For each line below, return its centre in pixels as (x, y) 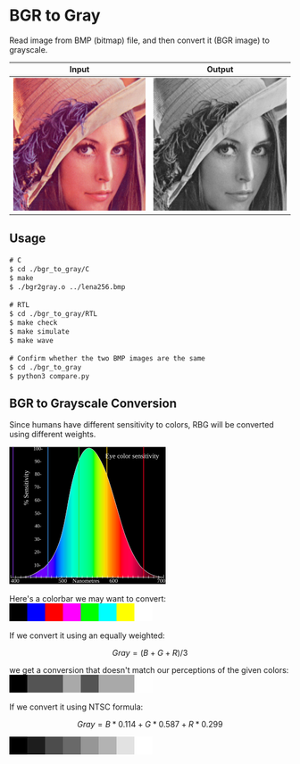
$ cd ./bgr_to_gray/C (50, 269)
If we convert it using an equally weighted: (87, 635)
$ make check (33, 322)
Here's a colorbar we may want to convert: (88, 599)
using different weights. (53, 435)
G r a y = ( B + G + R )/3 (150, 653)
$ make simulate (39, 331)
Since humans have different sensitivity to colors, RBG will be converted (142, 425)
